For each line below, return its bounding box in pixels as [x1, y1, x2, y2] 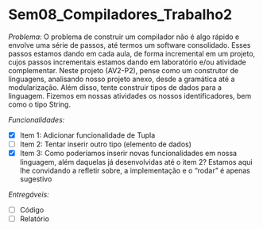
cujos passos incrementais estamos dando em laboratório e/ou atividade [8, 57, 246, 67]
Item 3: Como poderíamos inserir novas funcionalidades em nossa [19, 149, 237, 158]
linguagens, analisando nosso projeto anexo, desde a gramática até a [8, 74, 235, 84]
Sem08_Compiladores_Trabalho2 [8, 6, 233, 24]
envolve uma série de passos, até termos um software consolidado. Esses [8, 40, 251, 49]
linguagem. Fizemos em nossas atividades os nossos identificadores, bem [8, 91, 252, 100]
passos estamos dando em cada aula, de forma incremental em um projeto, [8, 49, 256, 58]
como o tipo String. [8, 99, 72, 109]
